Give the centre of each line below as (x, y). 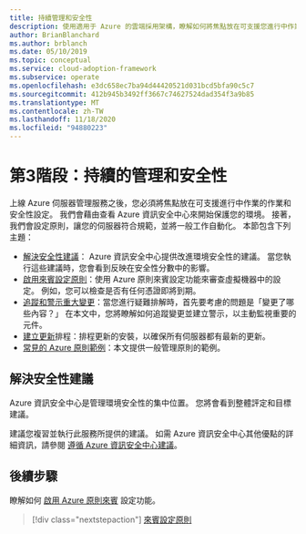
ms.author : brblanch (49, 43)
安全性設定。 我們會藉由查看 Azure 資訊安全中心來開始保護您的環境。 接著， (153, 214)
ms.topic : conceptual (51, 60)
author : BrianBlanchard (55, 35)
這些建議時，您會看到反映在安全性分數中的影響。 (122, 267)
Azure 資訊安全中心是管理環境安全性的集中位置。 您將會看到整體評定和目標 (150, 403)
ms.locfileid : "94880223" (58, 128)
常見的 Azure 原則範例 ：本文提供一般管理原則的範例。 (124, 347)
